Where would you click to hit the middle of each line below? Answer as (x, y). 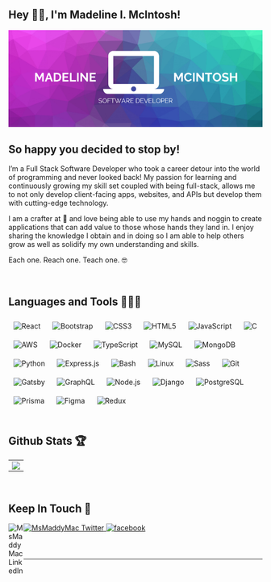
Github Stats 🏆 (48, 441)
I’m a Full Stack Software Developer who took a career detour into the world (134, 169)
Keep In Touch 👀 (50, 508)
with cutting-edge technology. (58, 203)
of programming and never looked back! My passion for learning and (123, 178)
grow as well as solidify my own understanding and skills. (104, 245)
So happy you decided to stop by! (94, 149)
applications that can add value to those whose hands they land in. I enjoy (131, 228)
